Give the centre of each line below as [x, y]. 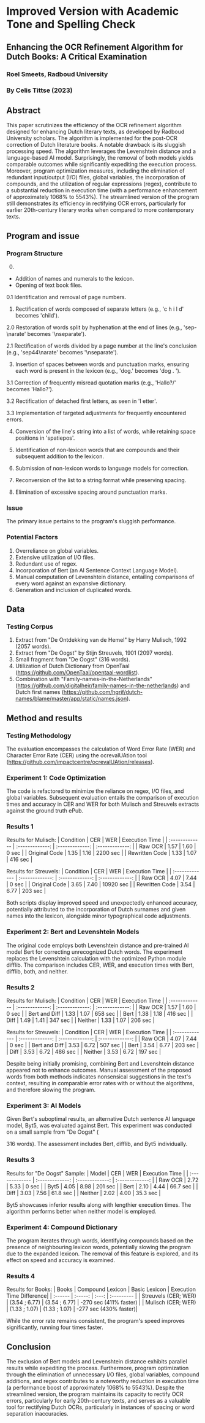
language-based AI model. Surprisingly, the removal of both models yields [100, 158]
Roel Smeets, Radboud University [57, 74]
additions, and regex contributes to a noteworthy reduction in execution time [103, 1381]
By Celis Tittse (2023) [39, 90]
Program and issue [43, 236]
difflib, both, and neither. [37, 971]
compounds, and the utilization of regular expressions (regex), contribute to [102, 184]
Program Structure [35, 253]
